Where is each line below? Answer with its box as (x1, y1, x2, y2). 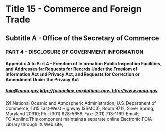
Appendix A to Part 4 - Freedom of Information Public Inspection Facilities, (5, 61, 162, 67)
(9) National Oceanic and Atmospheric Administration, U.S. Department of (5, 100, 156, 106)
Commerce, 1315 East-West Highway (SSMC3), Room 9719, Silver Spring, (5, 105, 155, 112)
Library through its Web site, (5, 121, 64, 127)
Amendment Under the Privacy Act (5, 77, 79, 83)
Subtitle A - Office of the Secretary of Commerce (5, 34, 160, 42)
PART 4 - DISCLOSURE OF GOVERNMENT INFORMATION (5, 48, 144, 55)
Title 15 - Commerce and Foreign (5, 3, 142, 15)
